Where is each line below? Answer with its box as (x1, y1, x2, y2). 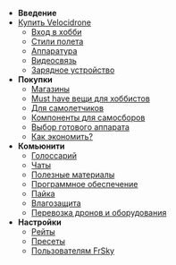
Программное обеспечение (30, 179, 138, 189)
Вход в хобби (30, 27, 82, 37)
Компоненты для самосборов (30, 112, 146, 123)
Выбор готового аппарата (30, 122, 130, 132)
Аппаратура (30, 46, 78, 56)
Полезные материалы (30, 169, 115, 180)
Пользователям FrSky (30, 245, 114, 256)
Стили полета (30, 36, 84, 47)
